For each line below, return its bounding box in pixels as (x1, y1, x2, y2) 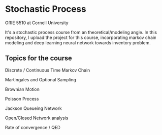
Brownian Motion (5, 86, 40, 92)
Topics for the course (5, 54, 72, 63)
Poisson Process (5, 96, 39, 101)
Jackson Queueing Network (5, 105, 62, 111)
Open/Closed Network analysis (5, 115, 68, 121)
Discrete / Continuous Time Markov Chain (5, 67, 90, 73)
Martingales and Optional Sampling (5, 76, 76, 82)
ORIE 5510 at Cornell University (5, 20, 69, 26)
